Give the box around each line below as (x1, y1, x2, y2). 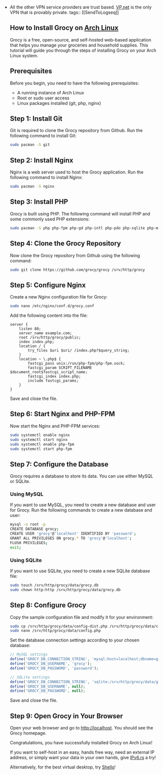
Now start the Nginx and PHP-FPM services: (9, 423, 100, 429)
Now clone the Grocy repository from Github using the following (9, 252, 140, 258)
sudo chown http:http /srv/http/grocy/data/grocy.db (9, 587, 121, 592)
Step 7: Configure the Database (9, 460, 109, 469)
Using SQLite (9, 557, 42, 563)
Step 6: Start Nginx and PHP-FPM (9, 410, 115, 418)
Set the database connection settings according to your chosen (9, 637, 140, 643)
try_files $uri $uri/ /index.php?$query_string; (28, 348, 130, 353)
